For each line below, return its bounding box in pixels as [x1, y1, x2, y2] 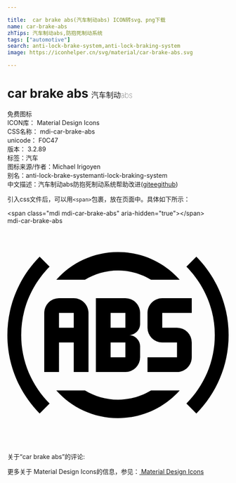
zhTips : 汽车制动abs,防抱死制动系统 [7, 30, 103, 37]
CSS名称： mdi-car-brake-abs [7, 127, 96, 136]
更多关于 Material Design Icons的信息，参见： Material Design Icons [7, 467, 204, 475]
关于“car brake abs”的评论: [7, 452, 86, 461]
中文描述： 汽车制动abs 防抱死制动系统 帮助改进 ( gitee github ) [7, 180, 178, 188]
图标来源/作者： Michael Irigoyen [7, 162, 101, 171]
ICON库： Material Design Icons [7, 118, 100, 127]
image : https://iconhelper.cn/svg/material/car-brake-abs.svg [7, 49, 193, 56]
